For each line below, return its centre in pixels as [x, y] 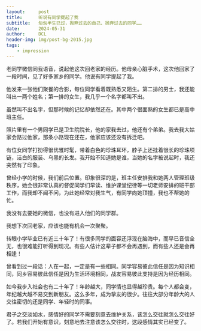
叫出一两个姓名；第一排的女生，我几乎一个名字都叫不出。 [77, 96]
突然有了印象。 [25, 165]
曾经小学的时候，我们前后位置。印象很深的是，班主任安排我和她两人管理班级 [100, 177]
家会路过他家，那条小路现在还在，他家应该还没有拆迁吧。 [77, 137]
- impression [33, 51]
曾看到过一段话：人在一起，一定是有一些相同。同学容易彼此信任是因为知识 [98, 266]
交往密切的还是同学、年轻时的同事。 [51, 302]
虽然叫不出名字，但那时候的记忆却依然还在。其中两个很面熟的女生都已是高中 [100, 109]
